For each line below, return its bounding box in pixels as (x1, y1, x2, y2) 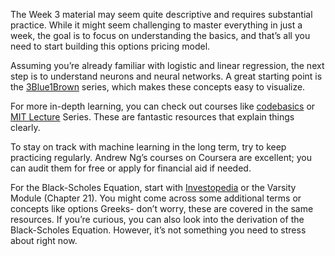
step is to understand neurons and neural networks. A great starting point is (10, 70, 323, 82)
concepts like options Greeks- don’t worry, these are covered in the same (10, 203, 314, 214)
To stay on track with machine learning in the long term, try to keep (10, 141, 287, 153)
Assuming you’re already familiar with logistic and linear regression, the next (10, 60, 325, 71)
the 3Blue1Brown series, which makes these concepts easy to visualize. (10, 81, 306, 93)
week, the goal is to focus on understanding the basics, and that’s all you (10, 30, 311, 41)
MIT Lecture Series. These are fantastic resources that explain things (10, 111, 295, 123)
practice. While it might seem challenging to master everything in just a (10, 19, 303, 31)
